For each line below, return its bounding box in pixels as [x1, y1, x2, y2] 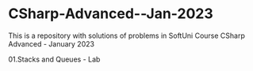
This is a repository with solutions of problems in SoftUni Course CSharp [8, 31, 246, 40]
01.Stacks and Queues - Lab [8, 54, 101, 64]
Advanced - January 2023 [8, 39, 95, 48]
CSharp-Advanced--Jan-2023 [8, 5, 214, 23]
